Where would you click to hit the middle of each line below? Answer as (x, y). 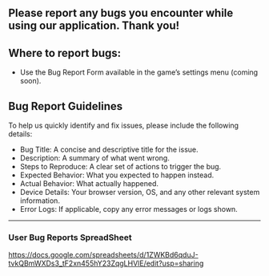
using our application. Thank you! (94, 26)
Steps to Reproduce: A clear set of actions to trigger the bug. (120, 167)
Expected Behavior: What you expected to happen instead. (117, 175)
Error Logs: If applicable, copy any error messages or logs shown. (128, 209)
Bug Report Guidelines (65, 106)
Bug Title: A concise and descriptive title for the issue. (109, 150)
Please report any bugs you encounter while (121, 13)
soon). (30, 81)
